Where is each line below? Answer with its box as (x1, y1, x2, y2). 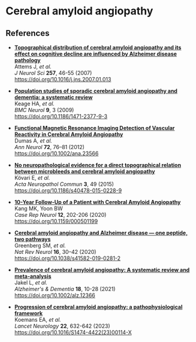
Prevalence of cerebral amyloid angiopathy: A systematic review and (14, 267, 190, 273)
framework (14, 310, 43, 317)
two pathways (14, 235, 51, 243)
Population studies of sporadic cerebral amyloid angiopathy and (14, 87, 178, 94)
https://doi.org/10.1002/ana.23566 (14, 150, 99, 157)
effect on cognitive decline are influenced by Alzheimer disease (14, 50, 177, 57)
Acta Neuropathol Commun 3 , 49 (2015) (14, 181, 114, 187)
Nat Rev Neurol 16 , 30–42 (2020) (14, 249, 97, 255)
